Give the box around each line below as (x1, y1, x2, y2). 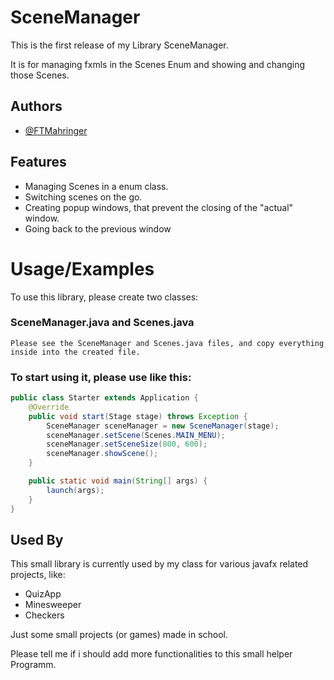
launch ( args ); (46, 485, 105, 495)
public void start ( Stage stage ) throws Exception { (28, 411, 248, 421)
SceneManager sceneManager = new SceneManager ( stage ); (46, 421, 280, 431)
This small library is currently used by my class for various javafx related (10, 558, 309, 570)
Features (10, 154, 67, 171)
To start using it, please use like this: (10, 370, 192, 384)
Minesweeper (24, 599, 82, 611)
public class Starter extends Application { (10, 393, 199, 403)
